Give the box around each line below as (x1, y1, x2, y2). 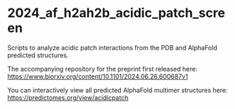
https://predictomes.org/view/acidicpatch (7, 93, 129, 102)
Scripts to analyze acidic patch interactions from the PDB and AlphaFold (7, 43, 217, 52)
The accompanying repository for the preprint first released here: (7, 64, 198, 73)
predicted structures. (7, 51, 69, 59)
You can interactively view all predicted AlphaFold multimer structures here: (7, 86, 228, 94)
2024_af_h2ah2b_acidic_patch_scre (7, 5, 225, 21)
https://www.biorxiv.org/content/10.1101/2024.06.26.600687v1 (7, 72, 188, 81)
